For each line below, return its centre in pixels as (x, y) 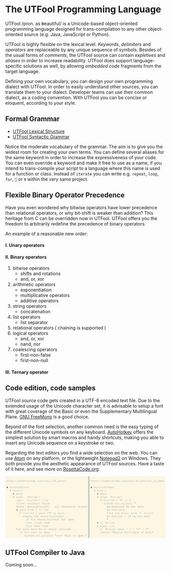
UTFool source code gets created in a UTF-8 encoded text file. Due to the (83, 400)
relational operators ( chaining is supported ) (59, 328)
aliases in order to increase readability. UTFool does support (69, 60)
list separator (34, 322)
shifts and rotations (40, 273)
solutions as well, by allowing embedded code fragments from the (92, 66)
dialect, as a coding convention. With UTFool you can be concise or (76, 97)
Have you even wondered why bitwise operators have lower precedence (81, 207)
